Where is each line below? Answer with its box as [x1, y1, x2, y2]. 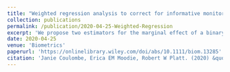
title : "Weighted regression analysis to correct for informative [7, 10, 201, 17]
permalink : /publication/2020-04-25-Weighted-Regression [7, 23, 173, 29]
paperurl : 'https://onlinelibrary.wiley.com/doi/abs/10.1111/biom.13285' [7, 49, 222, 56]
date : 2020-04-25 [7, 36, 57, 43]
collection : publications [7, 16, 81, 23]
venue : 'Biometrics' [7, 42, 66, 49]
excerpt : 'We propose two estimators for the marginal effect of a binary [7, 29, 225, 36]
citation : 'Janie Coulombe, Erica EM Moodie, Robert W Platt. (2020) [7, 55, 210, 62]
